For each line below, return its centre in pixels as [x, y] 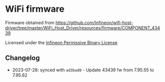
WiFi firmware [35, 9]
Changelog [23, 58]
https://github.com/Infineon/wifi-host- [94, 23]
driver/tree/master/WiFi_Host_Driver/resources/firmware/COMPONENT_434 [82, 27]
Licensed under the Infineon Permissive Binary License [61, 42]
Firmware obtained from [30, 23]
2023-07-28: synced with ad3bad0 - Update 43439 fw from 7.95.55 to [83, 70]
